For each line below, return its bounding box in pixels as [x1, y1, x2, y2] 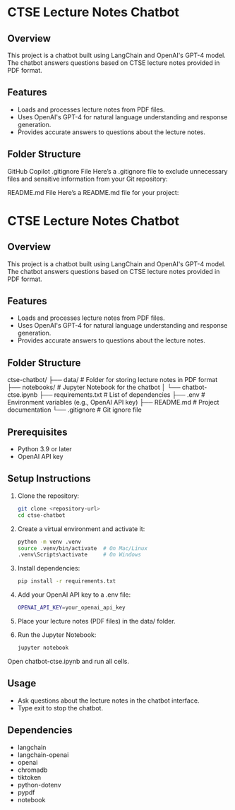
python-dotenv [17, 780, 61, 789]
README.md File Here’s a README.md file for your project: [7, 188, 179, 196]
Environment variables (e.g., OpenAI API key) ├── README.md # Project [7, 398, 219, 407]
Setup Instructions [7, 472, 91, 484]
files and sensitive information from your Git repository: [7, 174, 168, 183]
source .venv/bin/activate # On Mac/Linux [17, 544, 148, 552]
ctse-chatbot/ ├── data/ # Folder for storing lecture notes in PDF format [7, 376, 218, 384]
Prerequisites [7, 426, 68, 438]
